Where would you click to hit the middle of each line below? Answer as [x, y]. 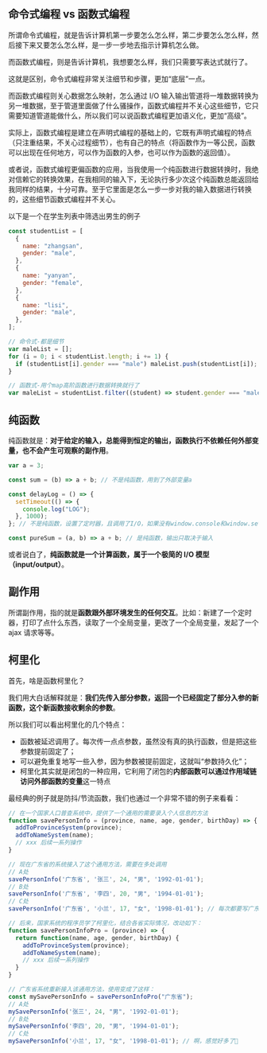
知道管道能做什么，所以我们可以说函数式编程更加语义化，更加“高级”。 [137, 115]
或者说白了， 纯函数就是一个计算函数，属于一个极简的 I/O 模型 [109, 554]
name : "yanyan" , [50, 276]
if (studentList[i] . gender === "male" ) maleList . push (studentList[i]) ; [137, 364]
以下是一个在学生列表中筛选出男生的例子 [74, 216]
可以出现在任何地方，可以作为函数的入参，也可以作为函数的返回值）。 [121, 152]
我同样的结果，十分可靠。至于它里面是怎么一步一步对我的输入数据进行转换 [130, 189]
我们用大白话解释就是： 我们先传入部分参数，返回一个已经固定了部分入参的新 [133, 697]
